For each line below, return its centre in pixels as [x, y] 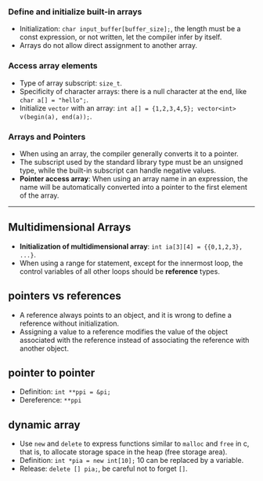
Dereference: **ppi [50, 400]
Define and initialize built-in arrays [75, 12]
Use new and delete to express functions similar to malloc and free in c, [134, 444]
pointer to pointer [52, 372]
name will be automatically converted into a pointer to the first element [133, 187]
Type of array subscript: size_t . [71, 83]
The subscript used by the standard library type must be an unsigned [131, 162]
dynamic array [44, 425]
